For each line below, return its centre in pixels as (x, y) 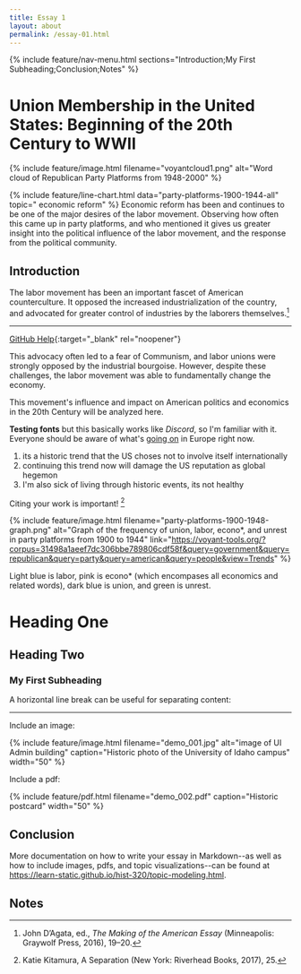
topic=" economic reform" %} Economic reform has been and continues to (147, 205)
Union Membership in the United (132, 105)
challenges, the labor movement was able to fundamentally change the (140, 375)
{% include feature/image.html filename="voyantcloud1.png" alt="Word (141, 168)
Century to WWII (73, 143)
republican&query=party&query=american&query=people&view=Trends (142, 559)
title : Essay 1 (38, 17)
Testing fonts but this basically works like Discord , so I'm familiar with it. (143, 429)
